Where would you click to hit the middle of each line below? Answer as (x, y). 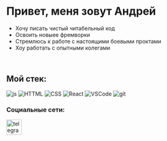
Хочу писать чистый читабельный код (65, 28)
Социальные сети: (36, 110)
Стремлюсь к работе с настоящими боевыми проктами (88, 41)
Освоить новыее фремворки (53, 34)
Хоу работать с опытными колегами (63, 48)
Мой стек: (27, 79)
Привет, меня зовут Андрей (81, 11)
